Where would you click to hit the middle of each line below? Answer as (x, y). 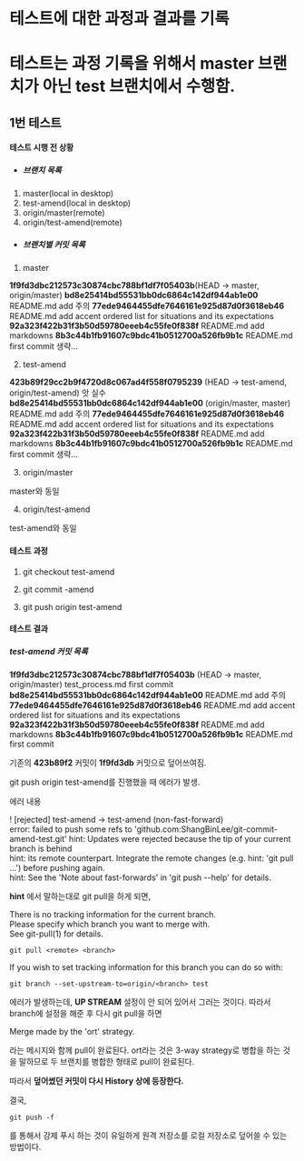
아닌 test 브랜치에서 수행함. (139, 86)
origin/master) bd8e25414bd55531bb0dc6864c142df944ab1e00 (134, 295)
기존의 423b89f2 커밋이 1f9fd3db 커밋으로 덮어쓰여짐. (108, 763)
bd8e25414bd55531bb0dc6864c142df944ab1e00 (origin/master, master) (150, 403)
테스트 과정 (29, 550)
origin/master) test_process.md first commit (92, 685)
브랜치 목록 (42, 170)
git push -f (32, 1118)
